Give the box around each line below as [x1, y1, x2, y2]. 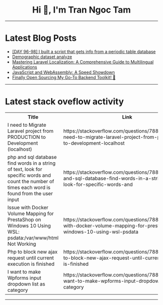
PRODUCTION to [7, 134, 46, 140]
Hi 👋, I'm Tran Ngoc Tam [32, 4, 131, 16]
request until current [7, 254, 54, 261]
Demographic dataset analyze [12, 53, 72, 60]
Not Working [7, 240, 36, 247]
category [7, 287, 28, 293]
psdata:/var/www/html [7, 234, 59, 241]
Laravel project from [7, 127, 54, 134]
